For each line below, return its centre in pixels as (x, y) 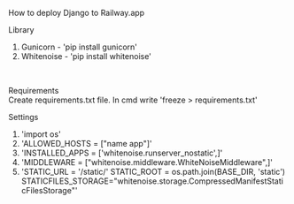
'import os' (41, 134)
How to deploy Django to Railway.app (77, 13)
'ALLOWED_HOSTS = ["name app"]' (86, 144)
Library (21, 30)
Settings (23, 117)
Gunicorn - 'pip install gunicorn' (79, 47)
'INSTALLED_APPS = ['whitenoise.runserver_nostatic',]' (122, 153)
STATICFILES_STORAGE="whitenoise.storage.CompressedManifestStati (152, 181)
